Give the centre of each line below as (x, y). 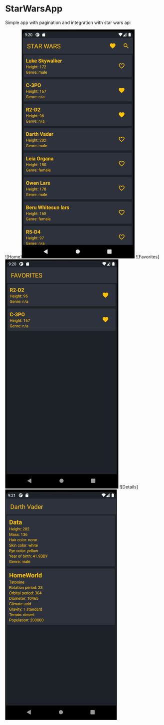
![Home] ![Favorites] (82, 256)
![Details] (129, 486)
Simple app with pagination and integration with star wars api (68, 22)
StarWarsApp (34, 9)
